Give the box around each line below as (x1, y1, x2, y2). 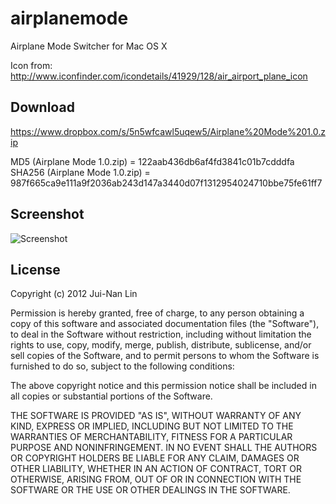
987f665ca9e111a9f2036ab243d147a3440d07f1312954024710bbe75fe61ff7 (10, 177, 323, 189)
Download (10, 99, 75, 116)
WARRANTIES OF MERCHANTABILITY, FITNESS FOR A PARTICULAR (10, 431, 293, 443)
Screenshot (10, 206, 85, 223)
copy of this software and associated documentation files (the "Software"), (10, 318, 320, 330)
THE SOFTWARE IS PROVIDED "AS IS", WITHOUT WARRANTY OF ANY (10, 410, 302, 422)
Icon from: (10, 59, 53, 71)
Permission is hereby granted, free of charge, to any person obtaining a (10, 307, 305, 319)
